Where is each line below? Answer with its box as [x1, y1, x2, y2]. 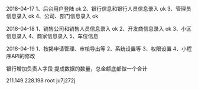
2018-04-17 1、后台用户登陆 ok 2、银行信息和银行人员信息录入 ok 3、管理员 [6, 5, 191, 12]
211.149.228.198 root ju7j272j [6, 77, 76, 84]
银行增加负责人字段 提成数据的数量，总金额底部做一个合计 [6, 65, 148, 72]
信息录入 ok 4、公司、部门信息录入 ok [6, 12, 99, 20]
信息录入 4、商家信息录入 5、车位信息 [6, 33, 99, 40]
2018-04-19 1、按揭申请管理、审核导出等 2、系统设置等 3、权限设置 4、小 [6, 45, 187, 52]
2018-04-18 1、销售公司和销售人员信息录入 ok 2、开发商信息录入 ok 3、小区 [6, 25, 192, 32]
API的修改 [11, 53, 35, 59]
